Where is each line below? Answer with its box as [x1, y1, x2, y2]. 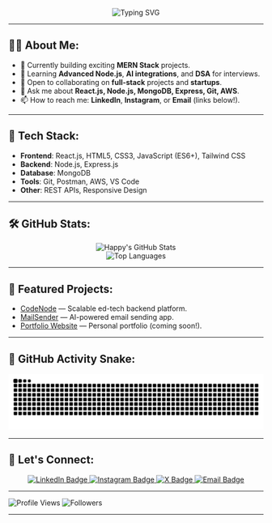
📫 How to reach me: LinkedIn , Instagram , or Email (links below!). [19, 95, 240, 104]
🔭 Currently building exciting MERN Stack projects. [19, 60, 190, 70]
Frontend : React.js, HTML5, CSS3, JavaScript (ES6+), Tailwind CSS [19, 151, 246, 160]
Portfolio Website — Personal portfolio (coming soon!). [19, 321, 202, 331]
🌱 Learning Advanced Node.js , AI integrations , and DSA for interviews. [19, 69, 261, 79]
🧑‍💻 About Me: [8, 39, 79, 53]
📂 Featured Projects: [8, 282, 113, 296]
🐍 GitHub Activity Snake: [8, 352, 136, 366]
